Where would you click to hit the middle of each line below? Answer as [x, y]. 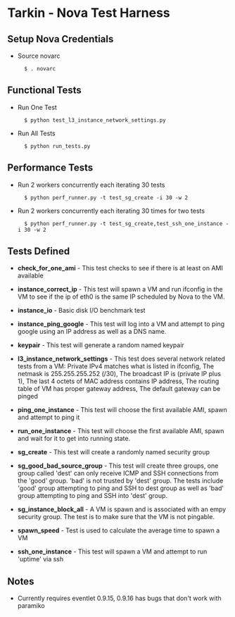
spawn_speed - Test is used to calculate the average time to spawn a [119, 530]
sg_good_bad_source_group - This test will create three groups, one [118, 466]
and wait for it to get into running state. [74, 439]
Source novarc [39, 56]
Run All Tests [36, 133]
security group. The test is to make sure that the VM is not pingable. [116, 517]
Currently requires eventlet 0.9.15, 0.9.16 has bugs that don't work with [119, 598]
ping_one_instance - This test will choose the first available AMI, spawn [122, 410]
